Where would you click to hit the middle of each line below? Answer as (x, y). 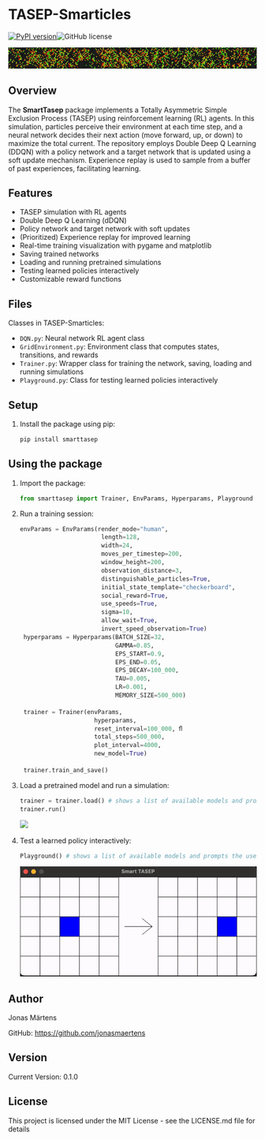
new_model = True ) (121, 754)
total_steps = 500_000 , (130, 737)
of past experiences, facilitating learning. (75, 168)
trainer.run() (43, 809)
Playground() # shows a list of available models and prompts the (131, 856)
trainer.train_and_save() (66, 770)
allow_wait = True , (130, 621)
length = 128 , (121, 537)
